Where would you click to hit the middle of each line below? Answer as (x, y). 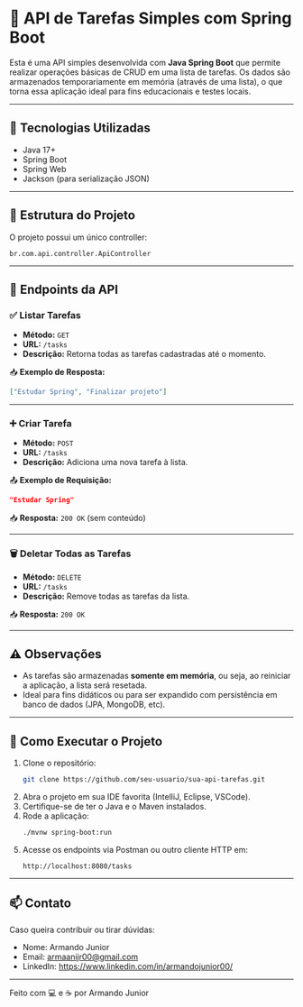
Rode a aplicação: (56, 816)
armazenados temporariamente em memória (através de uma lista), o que (146, 81)
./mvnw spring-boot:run (67, 833)
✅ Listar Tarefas (45, 315)
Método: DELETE (52, 577)
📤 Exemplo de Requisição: (60, 481)
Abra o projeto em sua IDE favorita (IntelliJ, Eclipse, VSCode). (136, 797)
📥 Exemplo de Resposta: (57, 372)
